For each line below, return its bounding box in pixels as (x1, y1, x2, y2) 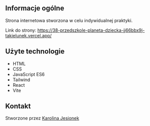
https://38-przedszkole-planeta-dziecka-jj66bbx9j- (37, 27, 145, 33)
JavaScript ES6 (12, 71, 45, 77)
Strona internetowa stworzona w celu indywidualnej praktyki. (5, 17, 133, 23)
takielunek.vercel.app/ (5, 32, 52, 38)
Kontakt (5, 102, 31, 110)
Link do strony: (5, 27, 36, 33)
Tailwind (12, 77, 30, 83)
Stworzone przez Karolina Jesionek (5, 115, 80, 121)
